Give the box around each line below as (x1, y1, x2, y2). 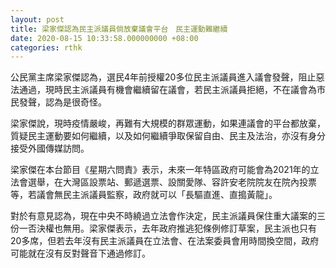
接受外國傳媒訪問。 (10, 142, 90, 155)
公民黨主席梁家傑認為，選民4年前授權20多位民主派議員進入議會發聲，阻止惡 (10, 71, 325, 83)
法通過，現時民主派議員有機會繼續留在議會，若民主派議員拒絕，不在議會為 (10, 84, 317, 96)
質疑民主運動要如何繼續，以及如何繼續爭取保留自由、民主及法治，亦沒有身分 (10, 130, 326, 142)
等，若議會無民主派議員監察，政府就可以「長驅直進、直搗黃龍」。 (10, 189, 278, 201)
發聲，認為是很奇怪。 (18, 96, 107, 108)
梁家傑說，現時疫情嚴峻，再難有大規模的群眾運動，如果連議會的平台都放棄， (10, 117, 326, 130)
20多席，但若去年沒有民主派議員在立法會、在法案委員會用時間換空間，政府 (10, 235, 320, 247)
